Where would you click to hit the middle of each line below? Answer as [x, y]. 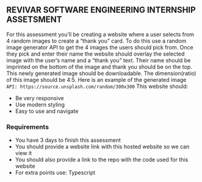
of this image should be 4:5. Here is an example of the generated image [96, 79]
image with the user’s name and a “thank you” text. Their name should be [99, 60]
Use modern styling [40, 104]
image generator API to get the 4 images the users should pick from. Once [100, 47]
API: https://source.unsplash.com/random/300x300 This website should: [97, 86]
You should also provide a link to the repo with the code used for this [102, 160]
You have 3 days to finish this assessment [68, 140]
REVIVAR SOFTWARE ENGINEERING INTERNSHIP [101, 10]
